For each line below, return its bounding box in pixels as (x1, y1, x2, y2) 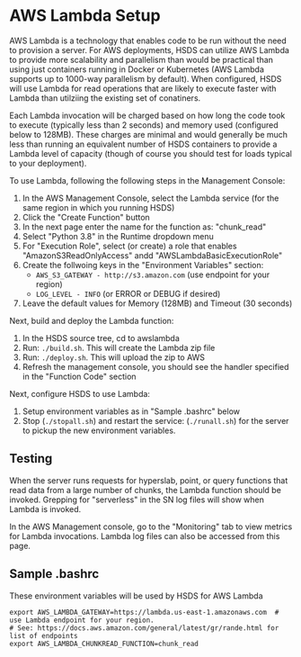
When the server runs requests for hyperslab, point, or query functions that (9, 474, 288, 486)
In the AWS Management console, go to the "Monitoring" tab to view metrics (9, 521, 293, 532)
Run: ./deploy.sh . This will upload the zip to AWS (22, 352, 205, 363)
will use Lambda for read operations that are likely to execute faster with (9, 83, 277, 94)
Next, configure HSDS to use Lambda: (9, 388, 151, 399)
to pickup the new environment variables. (22, 425, 176, 436)
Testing (9, 451, 53, 466)
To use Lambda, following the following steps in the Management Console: (9, 175, 286, 185)
